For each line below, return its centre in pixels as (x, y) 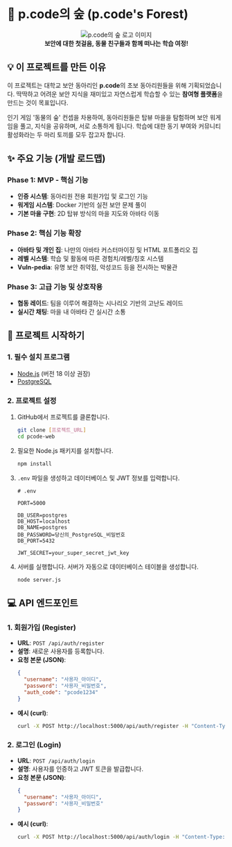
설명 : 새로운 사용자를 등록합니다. (61, 651)
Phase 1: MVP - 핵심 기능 (48, 180)
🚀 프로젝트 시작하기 (46, 336)
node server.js (39, 580)
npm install (34, 464)
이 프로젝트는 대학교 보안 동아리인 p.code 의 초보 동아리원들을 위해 (97, 85)
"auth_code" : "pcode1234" (61, 692)
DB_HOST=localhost (44, 521)
